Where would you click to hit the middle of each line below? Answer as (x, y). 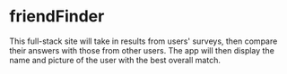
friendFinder (57, 16)
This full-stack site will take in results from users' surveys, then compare (143, 41)
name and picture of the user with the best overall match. (115, 60)
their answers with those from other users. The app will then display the (142, 50)
